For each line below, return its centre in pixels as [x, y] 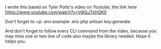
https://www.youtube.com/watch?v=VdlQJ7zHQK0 [56, 12]
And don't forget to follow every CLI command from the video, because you [81, 31]
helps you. [16, 41]
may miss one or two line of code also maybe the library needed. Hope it [78, 36]
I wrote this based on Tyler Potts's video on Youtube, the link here [71, 7]
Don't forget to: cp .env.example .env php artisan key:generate [68, 22]
